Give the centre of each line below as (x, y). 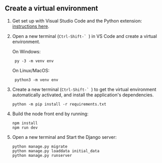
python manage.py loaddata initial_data (56, 151)
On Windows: (26, 51)
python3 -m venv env (36, 80)
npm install (25, 123)
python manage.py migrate (40, 146)
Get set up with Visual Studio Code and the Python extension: (77, 21)
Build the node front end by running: (50, 114)
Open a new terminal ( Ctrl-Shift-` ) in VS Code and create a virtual (84, 36)
